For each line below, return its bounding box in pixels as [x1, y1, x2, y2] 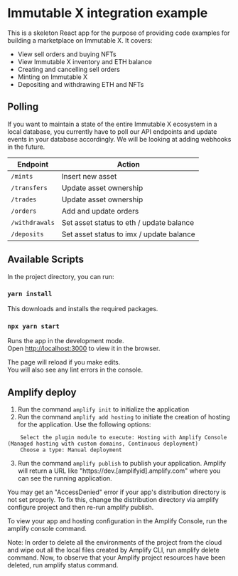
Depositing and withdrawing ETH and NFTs [17, 80, 144, 88]
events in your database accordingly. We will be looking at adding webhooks [7, 135, 232, 143]
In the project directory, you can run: [7, 272, 114, 281]
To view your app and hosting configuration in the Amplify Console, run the [7, 516, 227, 525]
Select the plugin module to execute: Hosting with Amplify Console [20, 434, 227, 441]
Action [117, 159, 140, 169]
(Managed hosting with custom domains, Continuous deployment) [7, 440, 199, 447]
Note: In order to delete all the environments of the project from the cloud [7, 538, 222, 546]
